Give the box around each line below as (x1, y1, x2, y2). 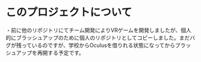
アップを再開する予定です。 (16, 49, 85, 56)
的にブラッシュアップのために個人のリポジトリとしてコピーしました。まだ (5, 34, 190, 41)
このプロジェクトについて (5, 5, 132, 19)
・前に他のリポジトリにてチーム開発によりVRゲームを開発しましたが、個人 (5, 26, 192, 34)
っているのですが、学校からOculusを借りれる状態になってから (21, 42, 176, 49)
